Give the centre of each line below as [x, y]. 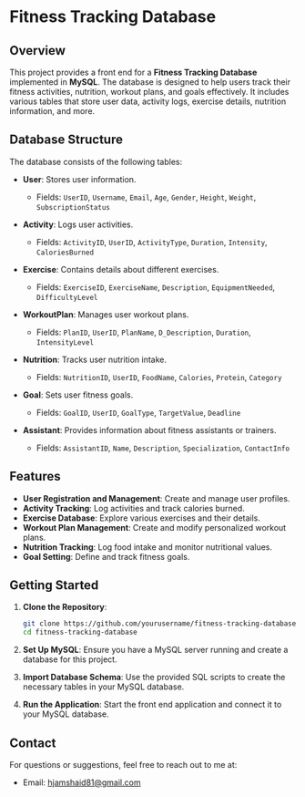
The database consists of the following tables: [96, 161]
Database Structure [66, 140]
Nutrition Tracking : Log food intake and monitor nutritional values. [147, 547]
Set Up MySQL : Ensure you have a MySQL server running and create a [155, 650]
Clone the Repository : [65, 607]
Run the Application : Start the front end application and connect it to [152, 705]
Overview [38, 51]
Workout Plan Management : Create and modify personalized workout [154, 527]
